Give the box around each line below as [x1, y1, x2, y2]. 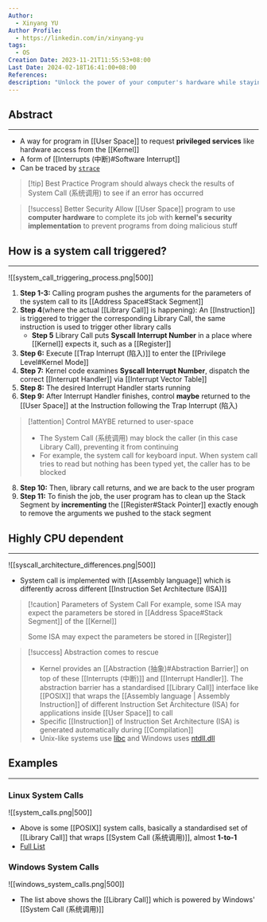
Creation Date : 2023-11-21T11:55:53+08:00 [8, 57, 151, 65]
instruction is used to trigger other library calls [19, 322, 172, 332]
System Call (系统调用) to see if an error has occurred [27, 188, 204, 198]
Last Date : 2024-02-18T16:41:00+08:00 [8, 64, 137, 72]
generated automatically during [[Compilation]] [39, 724, 194, 734]
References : [8, 71, 48, 79]
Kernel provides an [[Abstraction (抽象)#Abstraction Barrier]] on [39, 663, 249, 673]
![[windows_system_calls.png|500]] [8, 880, 125, 889]
